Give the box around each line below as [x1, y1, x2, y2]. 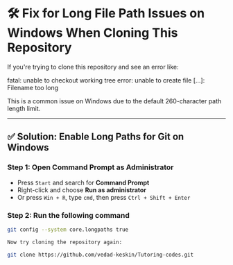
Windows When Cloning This [7, 25, 178, 41]
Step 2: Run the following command [7, 210, 130, 220]
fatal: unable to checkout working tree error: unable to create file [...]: [7, 76, 205, 84]
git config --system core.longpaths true [7, 226, 129, 233]
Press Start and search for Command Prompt [17, 178, 150, 187]
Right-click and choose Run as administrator [17, 185, 147, 194]
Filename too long [7, 83, 59, 92]
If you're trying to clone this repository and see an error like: [7, 62, 179, 71]
